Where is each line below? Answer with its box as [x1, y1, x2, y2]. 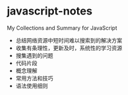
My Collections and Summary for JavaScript [7, 24, 118, 31]
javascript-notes [7, 4, 93, 18]
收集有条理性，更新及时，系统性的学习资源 [15, 44, 123, 51]
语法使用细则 [15, 82, 48, 89]
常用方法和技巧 [15, 74, 53, 82]
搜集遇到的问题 [15, 51, 53, 59]
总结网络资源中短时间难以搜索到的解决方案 [15, 36, 123, 44]
